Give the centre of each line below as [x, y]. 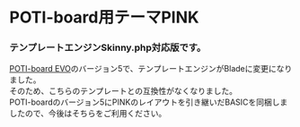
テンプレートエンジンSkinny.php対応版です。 [108, 47]
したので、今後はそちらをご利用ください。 [88, 114]
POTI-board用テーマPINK [104, 17]
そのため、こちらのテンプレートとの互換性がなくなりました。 [124, 91]
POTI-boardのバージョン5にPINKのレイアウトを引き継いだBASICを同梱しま [149, 102]
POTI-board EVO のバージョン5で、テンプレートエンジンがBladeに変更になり [151, 69]
